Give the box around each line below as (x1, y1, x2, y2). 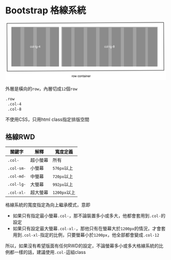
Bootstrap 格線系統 (5, 5, 86, 16)
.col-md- (7, 174, 27, 179)
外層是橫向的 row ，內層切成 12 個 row (5, 85, 78, 92)
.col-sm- (7, 166, 27, 171)
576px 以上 (53, 165, 74, 171)
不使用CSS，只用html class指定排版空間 (5, 116, 89, 122)
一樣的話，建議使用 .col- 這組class (14, 249, 86, 255)
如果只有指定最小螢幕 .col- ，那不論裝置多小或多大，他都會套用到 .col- (12, 212, 161, 219)
